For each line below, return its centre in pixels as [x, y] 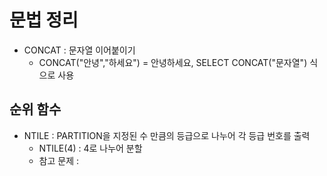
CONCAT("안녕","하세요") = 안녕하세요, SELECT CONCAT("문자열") [173, 62]
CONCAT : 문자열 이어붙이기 [79, 50]
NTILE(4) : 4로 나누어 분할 [90, 148]
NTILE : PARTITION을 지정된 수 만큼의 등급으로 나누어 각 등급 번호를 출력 [167, 135]
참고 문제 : [59, 160]
